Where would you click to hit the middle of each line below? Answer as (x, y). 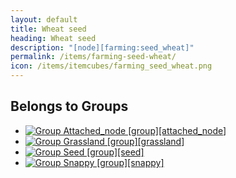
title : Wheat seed (48, 29)
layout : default (44, 19)
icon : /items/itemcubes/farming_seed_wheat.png (111, 66)
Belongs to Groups (69, 106)
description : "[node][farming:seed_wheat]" (102, 47)
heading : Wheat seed (53, 38)
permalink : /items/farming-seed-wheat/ (93, 57)
